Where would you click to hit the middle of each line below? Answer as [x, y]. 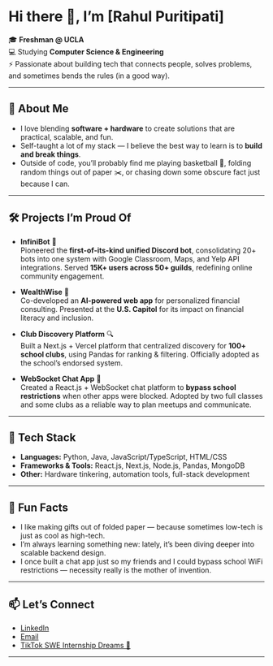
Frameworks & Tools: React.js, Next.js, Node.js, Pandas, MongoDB [132, 465]
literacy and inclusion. [57, 318]
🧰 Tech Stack [42, 437]
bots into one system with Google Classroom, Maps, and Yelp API [130, 258]
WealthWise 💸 [45, 292]
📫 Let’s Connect [52, 604]
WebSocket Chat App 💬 [61, 378]
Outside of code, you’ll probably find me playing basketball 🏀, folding [136, 162]
